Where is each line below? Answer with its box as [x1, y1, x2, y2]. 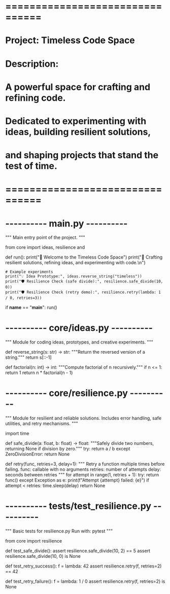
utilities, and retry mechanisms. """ [5, 420, 79, 427]
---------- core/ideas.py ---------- [5, 322, 153, 334]
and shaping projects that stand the [5, 150, 159, 161]
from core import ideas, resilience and [5, 244, 85, 250]
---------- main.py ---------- [5, 217, 128, 229]
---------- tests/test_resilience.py [5, 500, 151, 512]
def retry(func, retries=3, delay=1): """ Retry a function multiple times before [5, 461, 165, 467]
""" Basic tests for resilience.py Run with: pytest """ [5, 528, 113, 534]
